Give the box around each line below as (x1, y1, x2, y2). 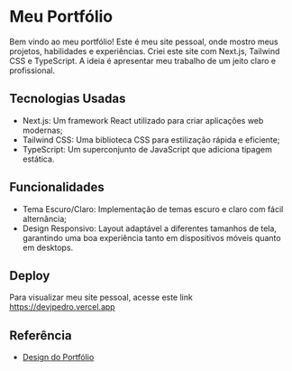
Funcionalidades (9, 180, 105, 195)
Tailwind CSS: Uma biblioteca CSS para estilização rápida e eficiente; (22, 134, 280, 145)
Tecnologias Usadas (9, 91, 126, 107)
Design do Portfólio (22, 352, 95, 363)
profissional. (9, 65, 56, 76)
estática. (22, 153, 55, 164)
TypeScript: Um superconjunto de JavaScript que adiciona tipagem (22, 144, 272, 154)
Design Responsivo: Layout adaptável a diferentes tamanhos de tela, (22, 223, 278, 234)
